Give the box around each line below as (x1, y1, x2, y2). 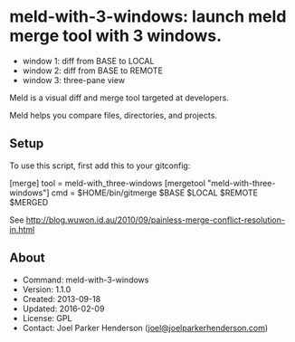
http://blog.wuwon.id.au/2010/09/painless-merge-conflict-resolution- (25, 214, 285, 225)
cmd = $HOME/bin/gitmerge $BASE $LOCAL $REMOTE (51, 187, 259, 198)
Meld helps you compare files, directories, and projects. (9, 109, 217, 120)
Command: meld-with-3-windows (22, 274, 149, 285)
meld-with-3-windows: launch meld (9, 6, 287, 27)
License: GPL (22, 312, 72, 323)
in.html (9, 223, 35, 234)
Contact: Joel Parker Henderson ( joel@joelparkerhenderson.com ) (22, 322, 269, 333)
